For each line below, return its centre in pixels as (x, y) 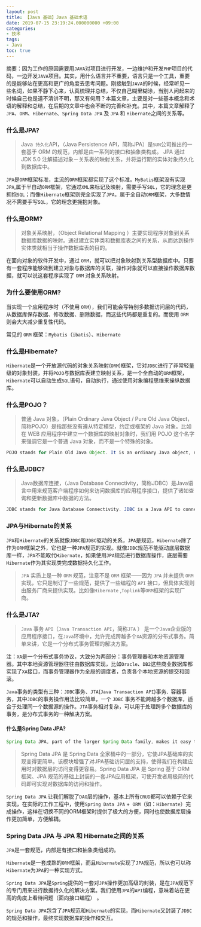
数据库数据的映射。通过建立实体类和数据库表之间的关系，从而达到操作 (107, 240)
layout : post (22, 12)
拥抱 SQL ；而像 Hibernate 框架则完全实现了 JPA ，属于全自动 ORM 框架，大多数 (96, 194)
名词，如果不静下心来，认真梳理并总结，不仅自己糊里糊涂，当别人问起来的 (103, 91)
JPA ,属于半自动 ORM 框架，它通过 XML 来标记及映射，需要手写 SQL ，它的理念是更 (99, 187)
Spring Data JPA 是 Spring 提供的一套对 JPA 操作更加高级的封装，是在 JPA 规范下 (100, 883)
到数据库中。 (36, 167)
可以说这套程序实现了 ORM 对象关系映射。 (72, 276)
